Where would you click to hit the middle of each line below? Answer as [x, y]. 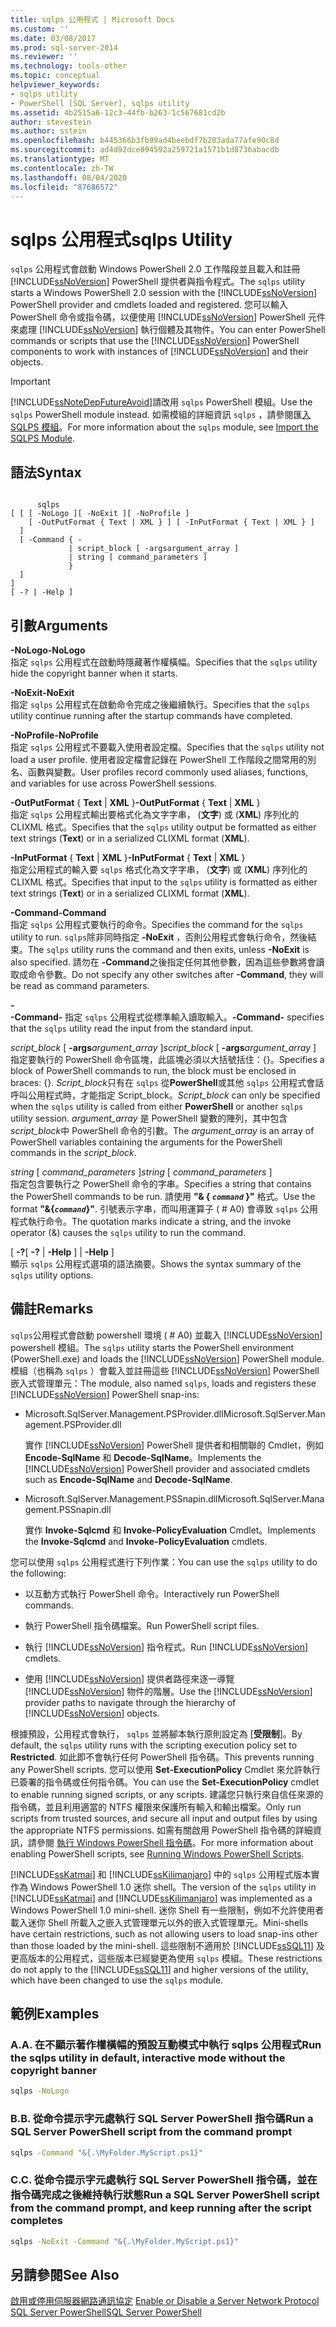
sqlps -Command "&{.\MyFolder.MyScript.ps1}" [106, 2152]
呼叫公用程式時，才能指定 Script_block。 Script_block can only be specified [165, 1095]
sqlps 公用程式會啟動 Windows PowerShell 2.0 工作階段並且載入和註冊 [155, 269]
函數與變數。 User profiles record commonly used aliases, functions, [168, 772]
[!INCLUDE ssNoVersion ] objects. [92, 1713]
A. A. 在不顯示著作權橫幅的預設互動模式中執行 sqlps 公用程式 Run [166, 2045]
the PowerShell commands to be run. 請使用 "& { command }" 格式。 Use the [163, 1196]
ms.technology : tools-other [69, 66]
